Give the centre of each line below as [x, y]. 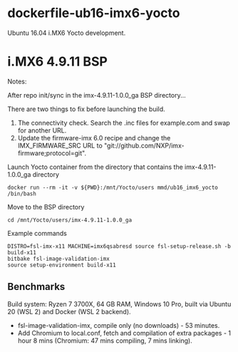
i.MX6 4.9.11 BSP [58, 62]
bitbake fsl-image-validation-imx [59, 259]
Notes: [17, 81]
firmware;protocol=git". [52, 153]
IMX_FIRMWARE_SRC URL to [60, 145]
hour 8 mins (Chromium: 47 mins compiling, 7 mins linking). [105, 341]
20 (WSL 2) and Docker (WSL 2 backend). [69, 311]
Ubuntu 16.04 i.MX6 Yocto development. [67, 33]
